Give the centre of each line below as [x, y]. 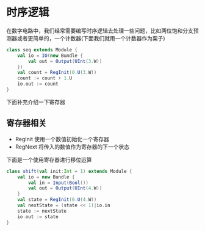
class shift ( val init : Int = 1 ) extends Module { [69, 171]
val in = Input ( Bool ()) [58, 183]
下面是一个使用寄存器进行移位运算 [49, 159]
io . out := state [38, 217]
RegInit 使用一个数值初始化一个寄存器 [62, 139]
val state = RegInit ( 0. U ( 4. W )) [57, 200]
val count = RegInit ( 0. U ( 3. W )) [57, 73]
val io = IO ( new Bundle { [50, 56]
